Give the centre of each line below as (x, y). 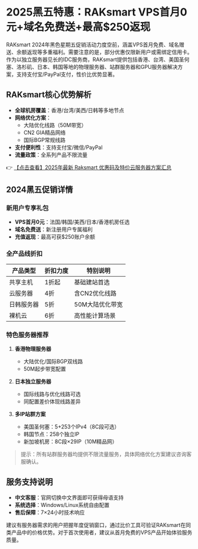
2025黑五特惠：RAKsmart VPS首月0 (97, 12)
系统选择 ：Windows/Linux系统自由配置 (62, 504)
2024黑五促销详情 (40, 190)
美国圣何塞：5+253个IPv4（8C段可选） (72, 427)
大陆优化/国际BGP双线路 (53, 361)
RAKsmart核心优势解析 (49, 95)
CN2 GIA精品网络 (45, 132)
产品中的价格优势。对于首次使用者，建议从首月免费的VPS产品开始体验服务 (102, 532)
